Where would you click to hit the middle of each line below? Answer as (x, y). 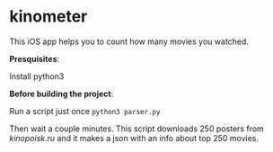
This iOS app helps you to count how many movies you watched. (129, 41)
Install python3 (37, 76)
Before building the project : (62, 94)
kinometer (48, 17)
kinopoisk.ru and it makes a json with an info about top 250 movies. (134, 138)
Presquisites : (35, 58)
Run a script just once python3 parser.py (85, 111)
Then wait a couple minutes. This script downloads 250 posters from (137, 129)
